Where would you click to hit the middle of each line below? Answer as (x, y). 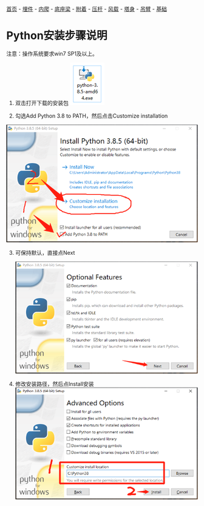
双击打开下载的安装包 (42, 103)
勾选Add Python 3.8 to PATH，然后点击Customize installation (91, 116)
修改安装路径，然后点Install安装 (54, 384)
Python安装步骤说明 (57, 36)
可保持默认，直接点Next (45, 252)
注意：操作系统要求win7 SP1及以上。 (52, 53)
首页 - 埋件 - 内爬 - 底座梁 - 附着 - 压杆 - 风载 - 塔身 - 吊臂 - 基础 (87, 9)
